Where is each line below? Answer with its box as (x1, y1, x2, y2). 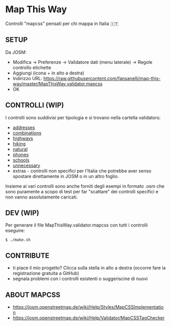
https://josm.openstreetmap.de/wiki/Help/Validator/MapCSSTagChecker (12, 315, 165, 321)
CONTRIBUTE (5, 251, 50, 260)
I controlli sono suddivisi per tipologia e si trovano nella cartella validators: (5, 114, 161, 120)
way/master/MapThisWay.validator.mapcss (12, 81, 103, 87)
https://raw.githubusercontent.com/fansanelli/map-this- (43, 75, 161, 81)
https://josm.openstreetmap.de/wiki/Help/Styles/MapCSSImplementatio (12, 304, 164, 310)
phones (12, 152, 29, 158)
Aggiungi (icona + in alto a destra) (12, 70, 85, 76)
